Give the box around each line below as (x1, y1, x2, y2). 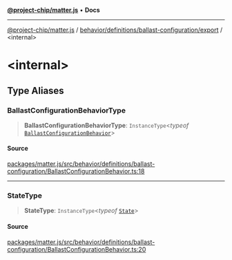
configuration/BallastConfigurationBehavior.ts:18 (7, 167, 145, 176)
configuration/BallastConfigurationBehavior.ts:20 (7, 245, 146, 253)
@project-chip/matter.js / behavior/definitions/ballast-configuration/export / (7, 26, 223, 34)
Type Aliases (7, 84, 64, 96)
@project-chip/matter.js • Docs (7, 6, 100, 14)
